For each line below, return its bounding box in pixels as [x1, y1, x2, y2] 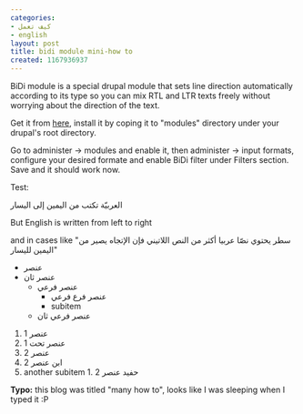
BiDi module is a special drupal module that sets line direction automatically [10, 81, 294, 91]
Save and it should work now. [10, 165, 121, 175]
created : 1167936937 [10, 56, 89, 65]
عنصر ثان [23, 272, 56, 282]
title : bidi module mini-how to [10, 47, 133, 56]
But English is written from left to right [10, 217, 153, 227]
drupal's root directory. [10, 127, 96, 137]
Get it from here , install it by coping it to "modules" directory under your [10, 117, 280, 128]
